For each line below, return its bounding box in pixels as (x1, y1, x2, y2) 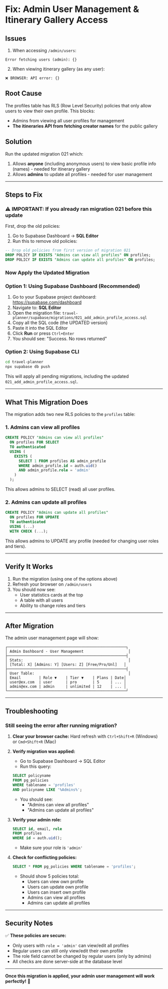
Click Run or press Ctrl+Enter (12, 330, 74, 337)
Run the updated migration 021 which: (5, 151, 83, 157)
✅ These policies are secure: (5, 932, 66, 938)
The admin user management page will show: (5, 635, 99, 641)
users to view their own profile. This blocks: (5, 108, 95, 114)
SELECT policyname (12, 773, 51, 778)
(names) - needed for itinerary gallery (12, 166, 90, 172)
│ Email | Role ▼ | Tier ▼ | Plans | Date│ (5, 675, 126, 680)
